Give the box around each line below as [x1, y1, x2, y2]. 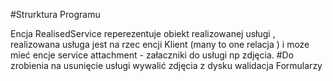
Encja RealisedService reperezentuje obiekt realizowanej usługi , [10, 28, 276, 39]
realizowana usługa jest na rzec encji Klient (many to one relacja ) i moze [10, 39, 310, 50]
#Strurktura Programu [10, 9, 101, 20]
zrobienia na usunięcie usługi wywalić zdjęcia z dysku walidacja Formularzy [10, 60, 323, 71]
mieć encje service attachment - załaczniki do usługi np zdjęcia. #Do [10, 49, 295, 61]
